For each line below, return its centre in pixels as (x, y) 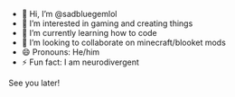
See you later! (34, 83)
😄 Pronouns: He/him (61, 52)
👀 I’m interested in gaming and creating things (107, 23)
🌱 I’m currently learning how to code (89, 33)
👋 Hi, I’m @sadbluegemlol (69, 14)
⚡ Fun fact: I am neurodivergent (80, 62)
